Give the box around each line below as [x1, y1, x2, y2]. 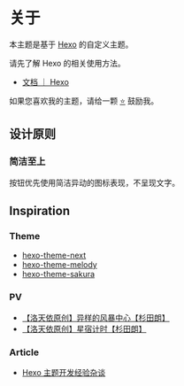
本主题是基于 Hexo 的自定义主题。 [9, 39, 134, 50]
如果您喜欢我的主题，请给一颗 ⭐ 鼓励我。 [9, 95, 159, 106]
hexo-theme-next [21, 250, 87, 261]
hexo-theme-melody [21, 259, 97, 270]
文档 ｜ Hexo [21, 76, 69, 87]
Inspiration [9, 204, 71, 219]
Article [9, 346, 40, 359]
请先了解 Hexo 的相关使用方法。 [9, 58, 126, 68]
